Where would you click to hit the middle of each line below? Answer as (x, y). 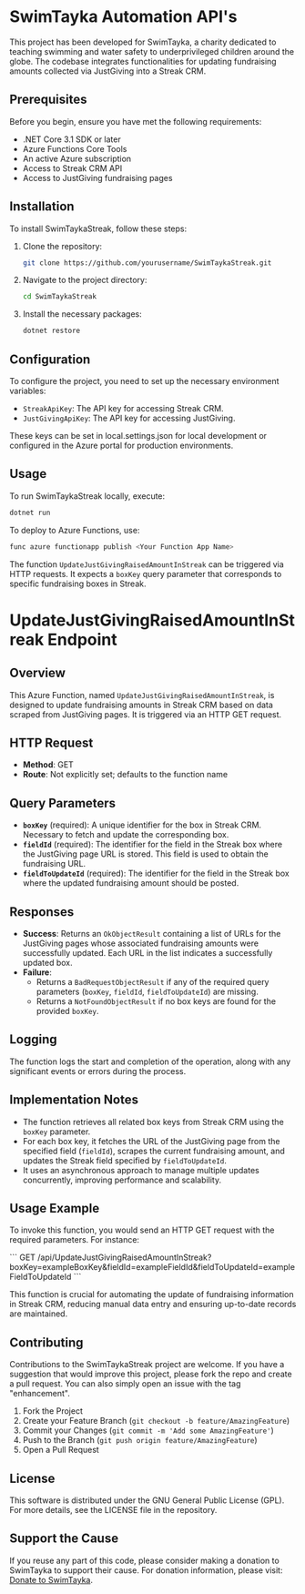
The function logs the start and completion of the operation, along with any (150, 1061)
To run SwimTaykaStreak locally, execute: (87, 496)
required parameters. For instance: (74, 1240)
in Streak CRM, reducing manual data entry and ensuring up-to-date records (153, 1305)
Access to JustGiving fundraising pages (97, 178)
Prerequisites (48, 100)
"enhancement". (40, 1394)
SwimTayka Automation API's (123, 17)
